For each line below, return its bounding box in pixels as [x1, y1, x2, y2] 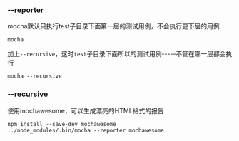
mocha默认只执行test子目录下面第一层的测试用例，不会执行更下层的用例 [7, 22, 220, 31]
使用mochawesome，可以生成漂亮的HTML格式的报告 [7, 106, 164, 115]
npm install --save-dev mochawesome [7, 120, 116, 127]
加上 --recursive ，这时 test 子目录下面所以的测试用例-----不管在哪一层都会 [7, 50, 226, 58]
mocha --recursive [7, 73, 62, 80]
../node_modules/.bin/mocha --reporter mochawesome [7, 127, 164, 134]
